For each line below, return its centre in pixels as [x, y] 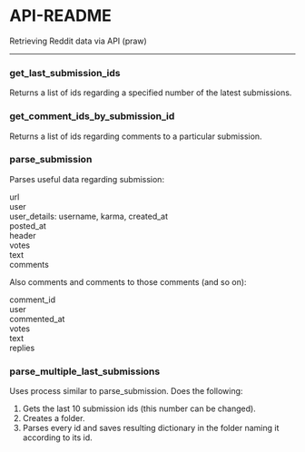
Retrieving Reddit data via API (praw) [78, 41]
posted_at [28, 226]
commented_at [37, 319]
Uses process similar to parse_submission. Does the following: [126, 391]
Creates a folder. [54, 418]
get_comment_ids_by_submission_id [92, 116]
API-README [60, 16]
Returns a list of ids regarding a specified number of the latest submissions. [151, 93]
